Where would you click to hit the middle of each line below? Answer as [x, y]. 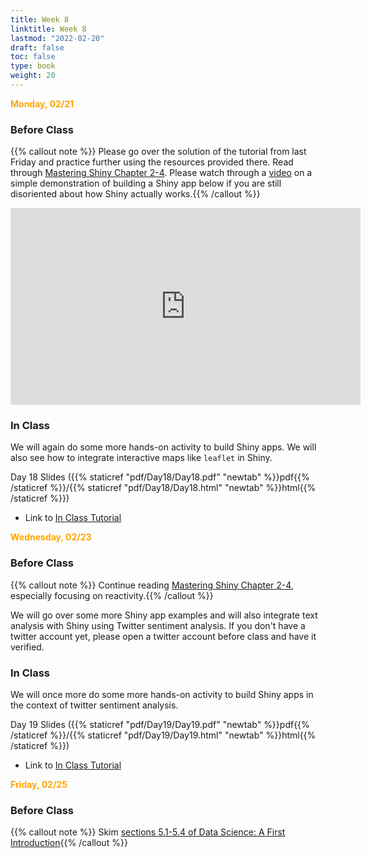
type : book [33, 66]
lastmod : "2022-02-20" [57, 38]
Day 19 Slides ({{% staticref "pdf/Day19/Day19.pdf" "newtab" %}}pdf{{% [160, 725]
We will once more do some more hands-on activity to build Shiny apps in [162, 695]
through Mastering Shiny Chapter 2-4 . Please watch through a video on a [161, 173]
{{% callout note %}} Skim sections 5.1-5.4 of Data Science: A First [148, 832]
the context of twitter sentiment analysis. [94, 705]
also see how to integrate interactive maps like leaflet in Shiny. [141, 458]
